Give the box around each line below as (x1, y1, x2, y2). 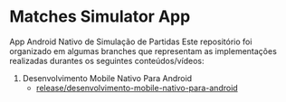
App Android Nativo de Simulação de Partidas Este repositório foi (9, 36, 253, 47)
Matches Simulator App (9, 6, 191, 27)
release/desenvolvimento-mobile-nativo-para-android (35, 82, 238, 93)
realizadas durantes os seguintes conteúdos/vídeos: (9, 55, 205, 66)
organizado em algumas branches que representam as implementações (9, 45, 278, 56)
